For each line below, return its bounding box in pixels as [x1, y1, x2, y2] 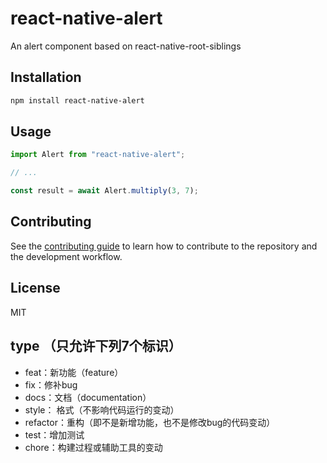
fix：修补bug [24, 378, 78, 391]
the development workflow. [10, 250, 123, 262]
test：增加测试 [24, 428, 85, 441]
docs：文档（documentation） [24, 391, 152, 403]
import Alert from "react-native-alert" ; [10, 150, 186, 160]
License [10, 280, 61, 297]
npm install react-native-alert [10, 95, 145, 106]
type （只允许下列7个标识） [10, 338, 182, 355]
